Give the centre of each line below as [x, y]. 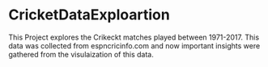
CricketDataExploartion [89, 15]
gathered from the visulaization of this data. [81, 54]
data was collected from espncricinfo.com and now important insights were [134, 45]
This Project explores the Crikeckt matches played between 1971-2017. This [134, 37]
